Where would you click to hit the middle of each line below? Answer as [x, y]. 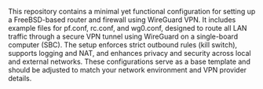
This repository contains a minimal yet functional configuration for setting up [132, 11]
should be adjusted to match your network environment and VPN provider [128, 70]
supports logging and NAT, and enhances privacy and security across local [130, 53]
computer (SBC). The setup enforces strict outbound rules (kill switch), [123, 45]
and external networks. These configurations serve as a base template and [130, 61]
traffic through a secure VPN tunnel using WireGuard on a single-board [123, 36]
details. [20, 78]
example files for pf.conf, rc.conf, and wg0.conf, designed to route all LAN [128, 28]
